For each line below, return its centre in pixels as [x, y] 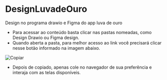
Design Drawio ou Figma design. [46, 38]
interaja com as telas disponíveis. [46, 72]
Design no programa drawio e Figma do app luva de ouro [64, 23]
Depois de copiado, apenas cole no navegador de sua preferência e [82, 67]
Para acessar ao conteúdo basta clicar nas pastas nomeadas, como [82, 32]
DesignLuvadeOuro [46, 9]
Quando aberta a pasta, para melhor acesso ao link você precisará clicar [87, 42]
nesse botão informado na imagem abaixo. [56, 48]
